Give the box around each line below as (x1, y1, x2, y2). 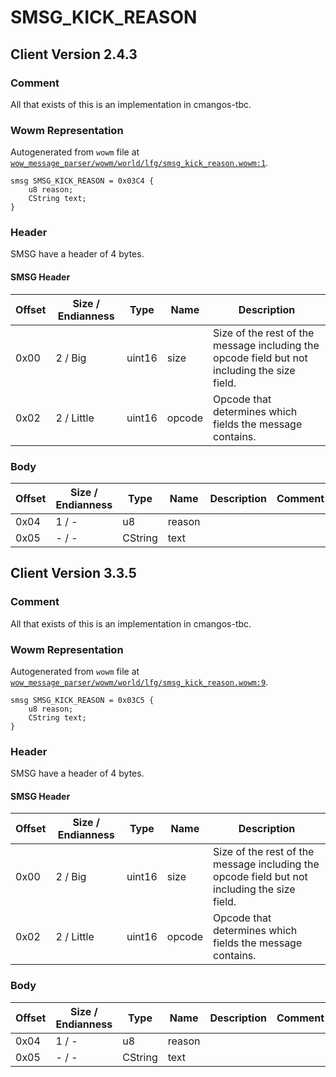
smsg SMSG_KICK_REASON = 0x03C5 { (10, 695, 155, 705)
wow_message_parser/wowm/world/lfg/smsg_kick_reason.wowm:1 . (10, 157, 269, 169)
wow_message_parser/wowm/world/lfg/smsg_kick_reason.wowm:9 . (10, 676, 269, 688)
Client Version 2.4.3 (10, 46, 138, 63)
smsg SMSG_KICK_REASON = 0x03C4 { (10, 176, 155, 186)
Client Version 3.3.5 (10, 565, 137, 582)
